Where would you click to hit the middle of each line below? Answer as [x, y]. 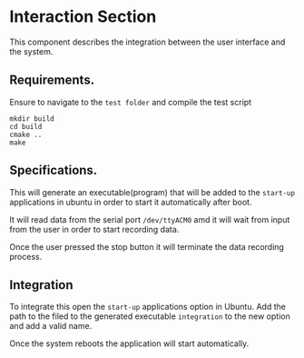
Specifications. [54, 170]
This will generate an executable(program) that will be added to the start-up [152, 192]
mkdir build [32, 119]
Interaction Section [83, 17]
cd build [26, 126]
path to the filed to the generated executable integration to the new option [150, 316]
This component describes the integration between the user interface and [147, 42]
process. [26, 256]
